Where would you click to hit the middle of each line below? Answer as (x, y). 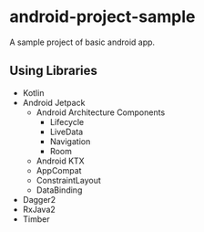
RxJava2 (39, 209)
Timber (36, 219)
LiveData (66, 132)
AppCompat (59, 170)
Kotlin (33, 92)
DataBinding (59, 190)
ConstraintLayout (69, 180)
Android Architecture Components (101, 112)
